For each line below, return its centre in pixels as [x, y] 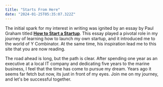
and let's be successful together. [38, 79]
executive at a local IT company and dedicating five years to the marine [77, 64]
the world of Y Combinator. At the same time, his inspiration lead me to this [81, 43]
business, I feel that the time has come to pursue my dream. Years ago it [78, 68]
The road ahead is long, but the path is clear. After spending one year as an [81, 58]
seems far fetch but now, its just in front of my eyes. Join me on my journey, [82, 74]
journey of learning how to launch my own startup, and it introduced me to [80, 38]
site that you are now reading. [35, 49]
